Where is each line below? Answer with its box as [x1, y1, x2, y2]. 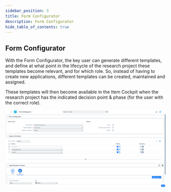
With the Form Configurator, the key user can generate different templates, [5, 58, 162, 64]
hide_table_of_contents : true [5, 24, 70, 30]
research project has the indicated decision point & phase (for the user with [5, 94, 164, 100]
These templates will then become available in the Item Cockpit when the [5, 89, 159, 95]
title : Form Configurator [5, 13, 60, 19]
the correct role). [5, 100, 41, 106]
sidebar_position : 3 [5, 8, 49, 13]
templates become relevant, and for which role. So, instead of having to [5, 68, 155, 74]
